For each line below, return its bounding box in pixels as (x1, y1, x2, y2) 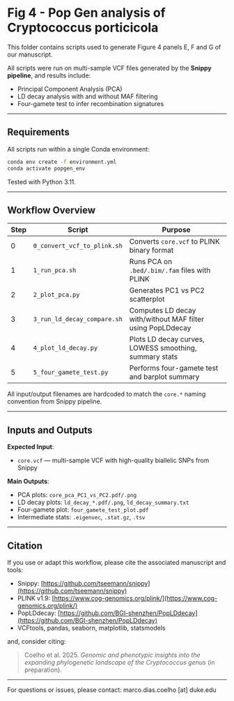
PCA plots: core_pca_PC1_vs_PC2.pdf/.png (17, 491, 137, 499)
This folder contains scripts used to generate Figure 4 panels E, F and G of (7, 43, 221, 51)
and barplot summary (129, 372, 200, 382)
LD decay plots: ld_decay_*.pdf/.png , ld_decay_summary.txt (17, 498, 189, 507)
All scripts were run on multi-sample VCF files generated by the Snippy (7, 64, 212, 72)
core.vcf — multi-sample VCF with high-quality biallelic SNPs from (17, 456, 210, 465)
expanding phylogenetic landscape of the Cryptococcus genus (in (24, 658, 215, 666)
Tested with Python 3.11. (7, 177, 77, 186)
